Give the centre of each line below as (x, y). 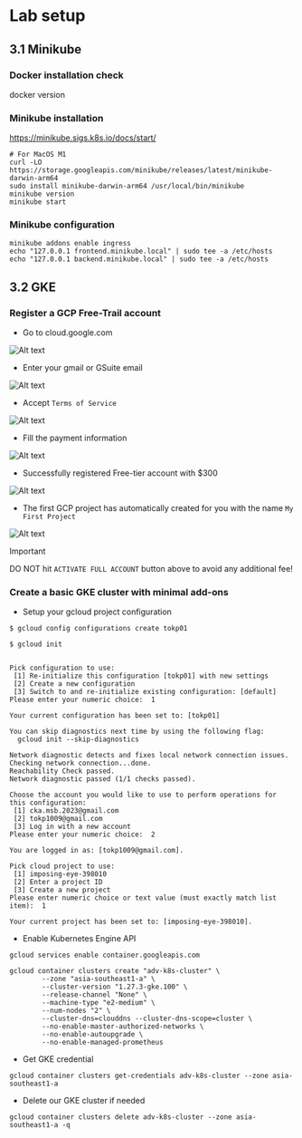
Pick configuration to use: (62, 668)
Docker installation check (66, 75)
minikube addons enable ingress (70, 244)
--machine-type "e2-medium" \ (99, 1003)
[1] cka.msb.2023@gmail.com (66, 811)
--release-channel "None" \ (94, 995)
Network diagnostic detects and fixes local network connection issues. (149, 756)
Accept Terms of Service (70, 403)
